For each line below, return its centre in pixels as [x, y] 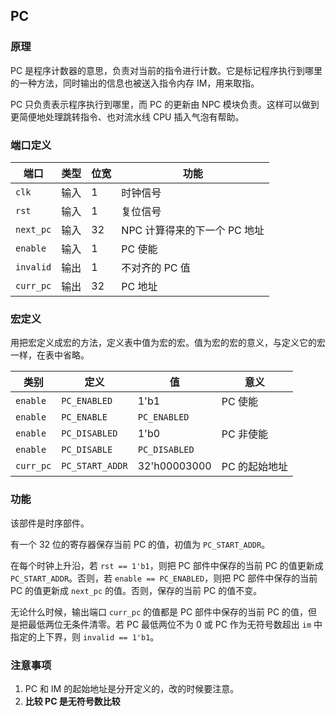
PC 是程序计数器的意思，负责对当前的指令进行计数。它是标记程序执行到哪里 [166, 70]
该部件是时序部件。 [50, 523]
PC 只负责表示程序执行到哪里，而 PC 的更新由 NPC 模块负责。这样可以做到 [165, 104]
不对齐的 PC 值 [156, 267]
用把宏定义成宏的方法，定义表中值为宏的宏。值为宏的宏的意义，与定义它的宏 [168, 343]
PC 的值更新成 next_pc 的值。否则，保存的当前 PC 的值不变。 [136, 590]
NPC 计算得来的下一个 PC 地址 [193, 230]
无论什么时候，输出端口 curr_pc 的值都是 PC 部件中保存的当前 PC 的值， [159, 611]
